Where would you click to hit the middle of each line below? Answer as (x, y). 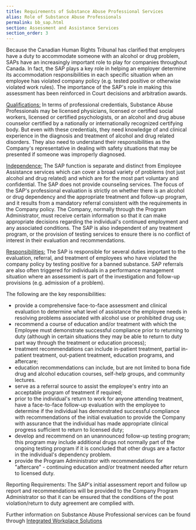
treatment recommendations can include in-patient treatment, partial (97, 349)
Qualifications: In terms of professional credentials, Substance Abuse (90, 105)
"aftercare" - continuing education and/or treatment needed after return (101, 467)
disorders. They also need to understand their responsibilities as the (88, 142)
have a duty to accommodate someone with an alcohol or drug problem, (93, 56)
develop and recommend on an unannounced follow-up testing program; (102, 436)
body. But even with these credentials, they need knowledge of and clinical (97, 130)
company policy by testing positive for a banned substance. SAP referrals (95, 264)
